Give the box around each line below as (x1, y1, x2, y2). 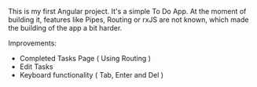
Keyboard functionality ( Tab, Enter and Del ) (19, 71, 163, 79)
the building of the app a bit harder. (8, 24, 123, 32)
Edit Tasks (19, 62, 53, 71)
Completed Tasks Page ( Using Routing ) (19, 54, 152, 63)
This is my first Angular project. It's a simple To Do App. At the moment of (8, 7, 247, 16)
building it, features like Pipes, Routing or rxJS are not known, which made (8, 15, 249, 24)
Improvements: (8, 38, 57, 48)
